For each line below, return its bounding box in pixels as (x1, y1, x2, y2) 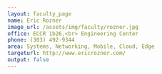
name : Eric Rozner (7, 17, 62, 24)
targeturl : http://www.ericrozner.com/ (7, 50, 126, 57)
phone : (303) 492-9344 (7, 37, 75, 44)
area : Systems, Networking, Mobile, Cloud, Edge (7, 43, 155, 50)
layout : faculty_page (7, 10, 72, 18)
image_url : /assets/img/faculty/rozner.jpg (7, 23, 139, 30)
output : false (7, 56, 50, 63)
